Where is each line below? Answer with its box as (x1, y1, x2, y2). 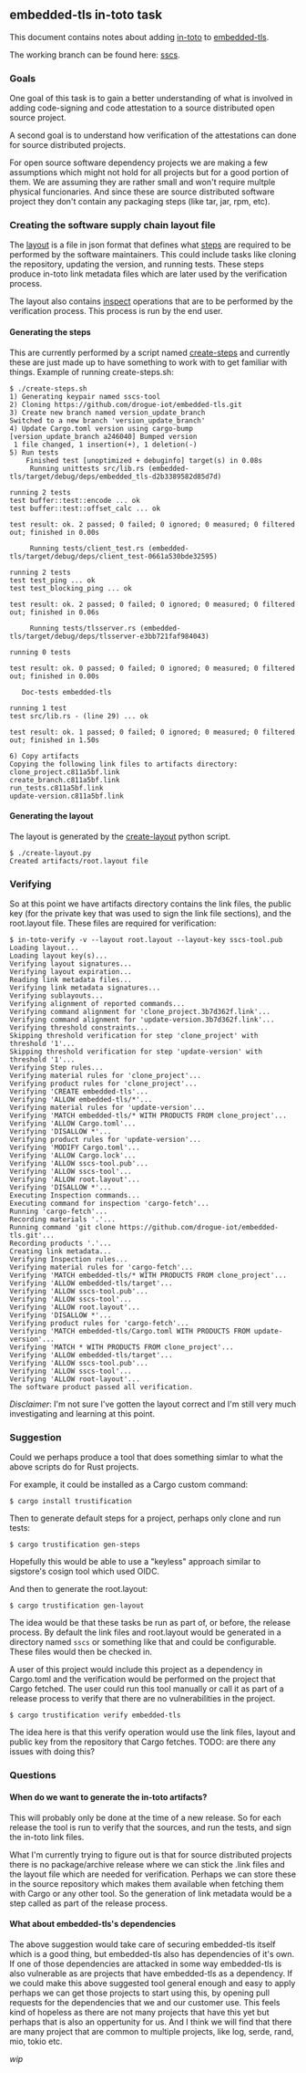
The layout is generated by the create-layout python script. (9, 831, 230, 842)
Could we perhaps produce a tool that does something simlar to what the (9, 1451, 284, 1463)
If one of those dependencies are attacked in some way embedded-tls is (9, 1958, 282, 1969)
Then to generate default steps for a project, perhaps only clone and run (9, 1513, 281, 1523)
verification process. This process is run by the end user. (9, 306, 223, 317)
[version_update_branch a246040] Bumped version (9, 432, 198, 441)
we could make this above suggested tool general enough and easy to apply (9, 1977, 296, 1988)
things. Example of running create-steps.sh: (9, 366, 175, 377)
